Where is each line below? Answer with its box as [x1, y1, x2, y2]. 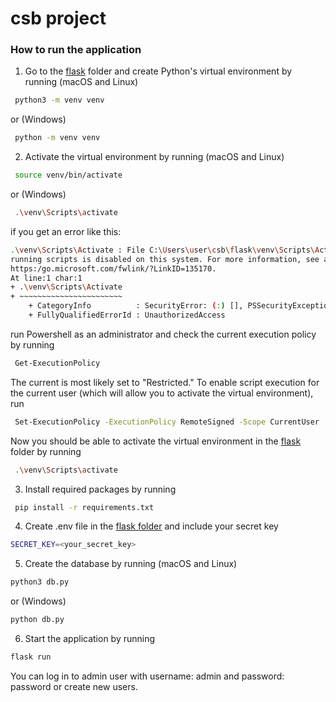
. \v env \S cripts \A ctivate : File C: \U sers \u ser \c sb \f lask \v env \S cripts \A [10, 245, 320, 255]
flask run [10, 652, 52, 662]
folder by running [10, 445, 82, 457]
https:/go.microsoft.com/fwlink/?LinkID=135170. [10, 263, 217, 274]
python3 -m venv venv [14, 95, 105, 106]
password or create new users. [10, 680, 138, 692]
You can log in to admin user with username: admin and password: [10, 670, 285, 682]
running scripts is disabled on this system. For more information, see [10, 254, 320, 264]
